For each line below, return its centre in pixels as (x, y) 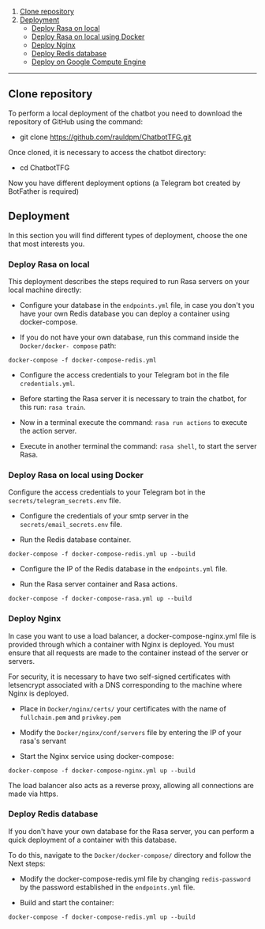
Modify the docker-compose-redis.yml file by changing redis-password (135, 878)
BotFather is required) (44, 191)
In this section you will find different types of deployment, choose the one (128, 235)
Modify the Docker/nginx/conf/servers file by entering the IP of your (131, 732)
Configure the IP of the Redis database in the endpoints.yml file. (123, 569)
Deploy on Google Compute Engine (89, 62)
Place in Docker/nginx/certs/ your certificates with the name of (123, 708)
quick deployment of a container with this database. (93, 840)
